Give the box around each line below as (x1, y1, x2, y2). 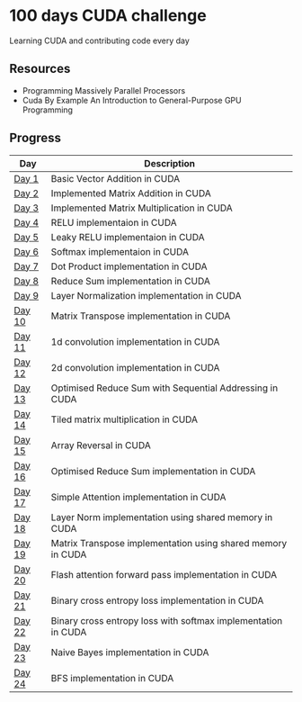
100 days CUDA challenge (9, 5, 207, 26)
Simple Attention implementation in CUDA (50, 490, 226, 503)
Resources (9, 61, 71, 76)
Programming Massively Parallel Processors (22, 85, 186, 95)
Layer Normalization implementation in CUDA (50, 289, 242, 301)
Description (143, 157, 196, 169)
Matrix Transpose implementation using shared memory (50, 536, 288, 549)
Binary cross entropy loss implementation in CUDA (50, 594, 264, 607)
